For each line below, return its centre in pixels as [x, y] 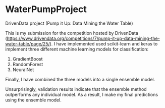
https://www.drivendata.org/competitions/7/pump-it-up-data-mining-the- [83, 38]
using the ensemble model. [33, 100]
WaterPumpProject [46, 9]
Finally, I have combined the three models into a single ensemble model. [80, 79]
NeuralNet [23, 70]
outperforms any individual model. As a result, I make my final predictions [81, 94]
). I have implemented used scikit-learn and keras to [104, 43]
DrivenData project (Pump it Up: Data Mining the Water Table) [69, 23]
